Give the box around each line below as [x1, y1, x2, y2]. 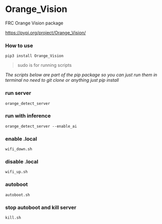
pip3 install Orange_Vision [5, 53, 64, 58]
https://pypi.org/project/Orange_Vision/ [5, 29, 86, 35]
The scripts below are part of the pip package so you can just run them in [5, 72, 157, 78]
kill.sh [5, 216, 21, 221]
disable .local [5, 158, 38, 165]
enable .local [5, 135, 37, 142]
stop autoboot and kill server [5, 204, 76, 211]
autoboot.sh [5, 192, 30, 198]
